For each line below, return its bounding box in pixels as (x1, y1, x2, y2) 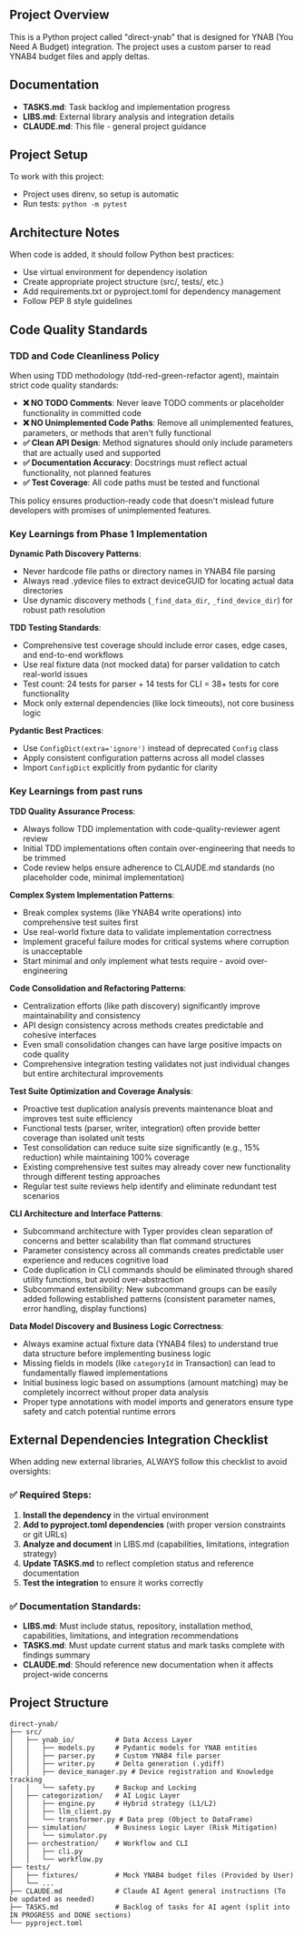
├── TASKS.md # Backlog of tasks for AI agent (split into (9, 1902, 290, 1912)
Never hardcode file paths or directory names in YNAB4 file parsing (22, 566, 276, 577)
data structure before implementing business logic (22, 1347, 211, 1359)
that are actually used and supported (22, 447, 162, 458)
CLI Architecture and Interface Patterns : (9, 1208, 163, 1219)
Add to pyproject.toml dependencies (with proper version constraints (22, 1519, 286, 1530)
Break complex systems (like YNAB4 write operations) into (22, 907, 242, 918)
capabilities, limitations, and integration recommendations (22, 1629, 239, 1641)
